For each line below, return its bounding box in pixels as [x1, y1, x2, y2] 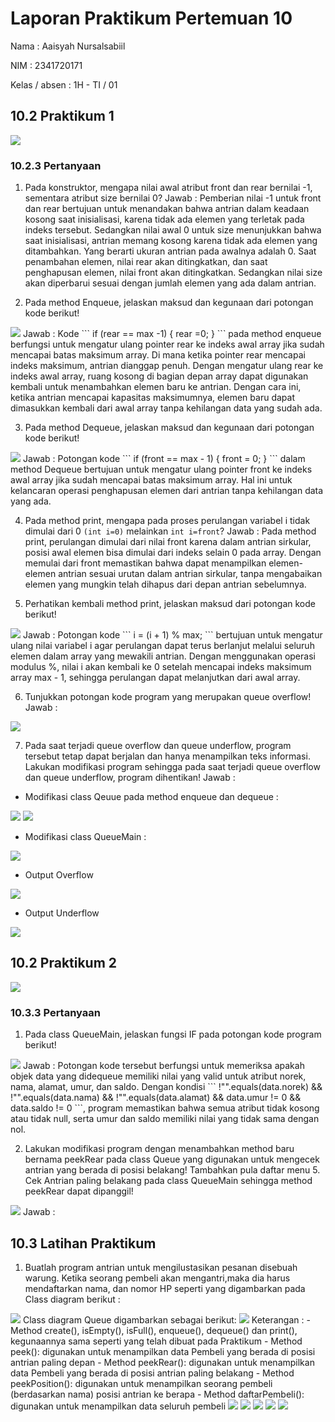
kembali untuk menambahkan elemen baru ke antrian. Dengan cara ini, [10, 381, 302, 393]
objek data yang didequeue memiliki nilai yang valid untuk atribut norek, [10, 1070, 307, 1082]
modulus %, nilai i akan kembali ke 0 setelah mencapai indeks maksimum [10, 661, 312, 673]
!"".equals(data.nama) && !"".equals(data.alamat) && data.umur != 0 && [10, 1092, 302, 1104]
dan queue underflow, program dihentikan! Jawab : [24, 772, 236, 784]
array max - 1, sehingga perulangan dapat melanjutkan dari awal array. [10, 672, 301, 684]
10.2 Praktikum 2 [10, 955, 118, 972]
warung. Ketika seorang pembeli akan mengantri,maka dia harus [24, 1272, 291, 1284]
